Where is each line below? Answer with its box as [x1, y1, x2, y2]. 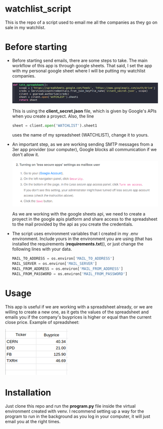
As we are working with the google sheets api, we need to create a [12, 211, 146, 217]
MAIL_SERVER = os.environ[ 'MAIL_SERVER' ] [12, 261, 98, 266]
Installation [5, 387, 51, 398]
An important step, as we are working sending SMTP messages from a [12, 141, 154, 147]
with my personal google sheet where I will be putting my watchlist [12, 68, 146, 74]
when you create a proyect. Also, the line [12, 113, 94, 119]
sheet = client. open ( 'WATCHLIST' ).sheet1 [12, 123, 98, 128]
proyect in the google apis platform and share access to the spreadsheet [12, 216, 158, 222]
